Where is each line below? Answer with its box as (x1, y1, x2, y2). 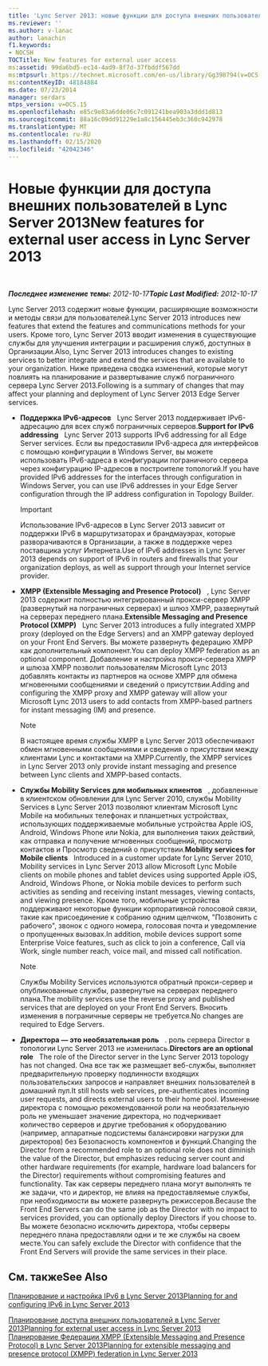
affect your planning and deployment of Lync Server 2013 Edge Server (8, 389, 240, 399)
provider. (19, 571, 49, 581)
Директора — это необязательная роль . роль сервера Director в (19, 1035, 250, 1045)
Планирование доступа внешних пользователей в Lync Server (8, 1315, 221, 1325)
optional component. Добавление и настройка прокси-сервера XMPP (19, 655, 257, 664)
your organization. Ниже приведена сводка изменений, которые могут (8, 364, 248, 373)
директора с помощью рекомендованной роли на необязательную (19, 1103, 250, 1112)
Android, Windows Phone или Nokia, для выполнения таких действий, (19, 828, 255, 837)
